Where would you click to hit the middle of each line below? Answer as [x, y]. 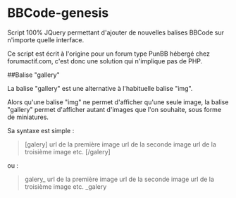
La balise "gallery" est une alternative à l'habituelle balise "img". [100, 88]
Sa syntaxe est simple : [41, 130]
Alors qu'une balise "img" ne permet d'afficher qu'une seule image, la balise [118, 102]
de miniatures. [28, 117]
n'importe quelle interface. [46, 39]
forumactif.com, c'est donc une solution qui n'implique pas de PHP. [105, 61]
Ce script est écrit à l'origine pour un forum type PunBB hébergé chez [108, 54]
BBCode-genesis [58, 13]
